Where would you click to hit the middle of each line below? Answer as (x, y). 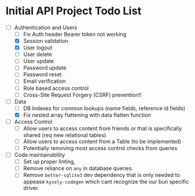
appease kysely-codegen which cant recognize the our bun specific (106, 182)
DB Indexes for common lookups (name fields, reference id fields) (104, 108)
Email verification (45, 81)
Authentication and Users (45, 27)
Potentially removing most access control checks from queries (100, 148)
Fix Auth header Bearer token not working (75, 34)
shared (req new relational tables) (65, 135)
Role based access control (56, 88)
